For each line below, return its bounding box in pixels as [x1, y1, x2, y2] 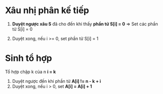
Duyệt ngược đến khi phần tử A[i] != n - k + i [12, 78, 101, 84]
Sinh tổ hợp [5, 53, 52, 64]
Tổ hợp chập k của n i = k [5, 69, 56, 75]
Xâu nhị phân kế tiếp [5, 5, 89, 16]
